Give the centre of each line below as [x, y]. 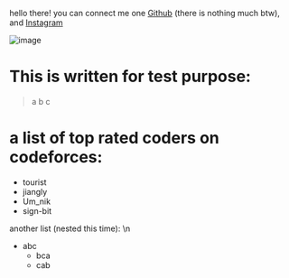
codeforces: [56, 158]
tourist [34, 182]
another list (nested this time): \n [70, 228]
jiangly [35, 191]
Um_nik [37, 201]
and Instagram [36, 23]
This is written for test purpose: [130, 77]
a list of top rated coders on [114, 138]
